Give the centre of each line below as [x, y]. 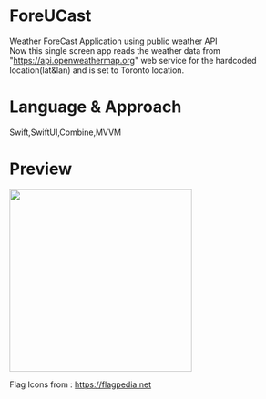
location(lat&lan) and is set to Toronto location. [97, 70]
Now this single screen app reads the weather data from [115, 50]
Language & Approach [96, 107]
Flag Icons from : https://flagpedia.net [81, 384]
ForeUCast [51, 16]
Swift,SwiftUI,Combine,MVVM [65, 132]
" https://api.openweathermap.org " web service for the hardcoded [133, 60]
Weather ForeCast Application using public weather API [113, 41]
